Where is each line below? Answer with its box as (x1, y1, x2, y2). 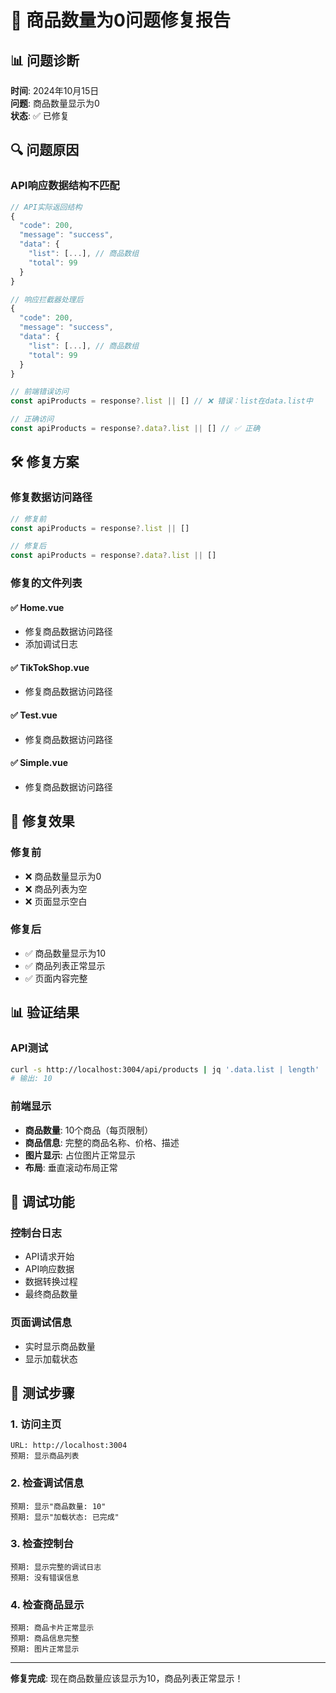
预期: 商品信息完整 (10, 1634, 80, 1644)
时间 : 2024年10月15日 (10, 85, 100, 96)
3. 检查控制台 (10, 1537, 74, 1551)
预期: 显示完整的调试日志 (10, 1562, 102, 1572)
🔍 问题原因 (10, 142, 80, 159)
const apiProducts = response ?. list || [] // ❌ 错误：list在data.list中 (10, 396, 313, 406)
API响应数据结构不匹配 (10, 179, 120, 193)
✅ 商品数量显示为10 (24, 947, 107, 959)
